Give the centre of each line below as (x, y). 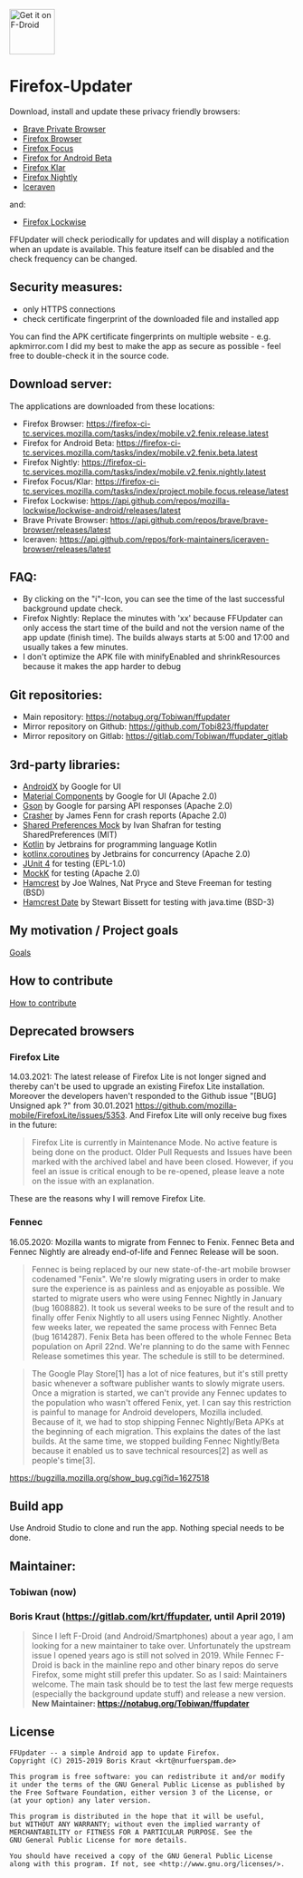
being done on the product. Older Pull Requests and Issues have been (161, 1153)
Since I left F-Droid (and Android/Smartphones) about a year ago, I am (162, 1636)
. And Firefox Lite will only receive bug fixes (206, 1115)
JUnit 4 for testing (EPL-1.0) (74, 863)
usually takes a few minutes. (75, 647)
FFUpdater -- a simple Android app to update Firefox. (115, 1753)
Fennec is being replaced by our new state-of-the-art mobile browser (161, 1269)
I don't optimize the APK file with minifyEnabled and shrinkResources (151, 657)
